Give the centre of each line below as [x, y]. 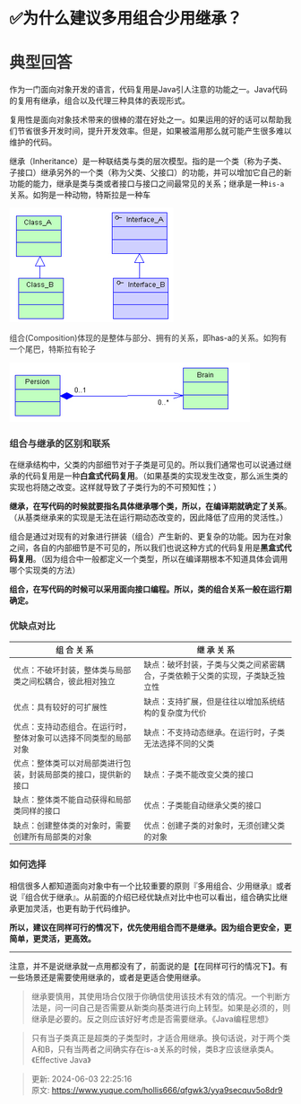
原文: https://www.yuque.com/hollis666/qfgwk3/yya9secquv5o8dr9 [157, 1090]
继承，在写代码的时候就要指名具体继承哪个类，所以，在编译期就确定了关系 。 [150, 506]
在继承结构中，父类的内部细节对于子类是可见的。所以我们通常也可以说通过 [146, 465]
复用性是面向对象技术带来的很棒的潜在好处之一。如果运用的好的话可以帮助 [146, 120]
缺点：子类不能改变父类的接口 [198, 775]
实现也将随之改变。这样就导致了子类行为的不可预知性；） [115, 487]
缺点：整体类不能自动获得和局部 [72, 800]
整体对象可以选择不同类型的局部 [72, 738]
